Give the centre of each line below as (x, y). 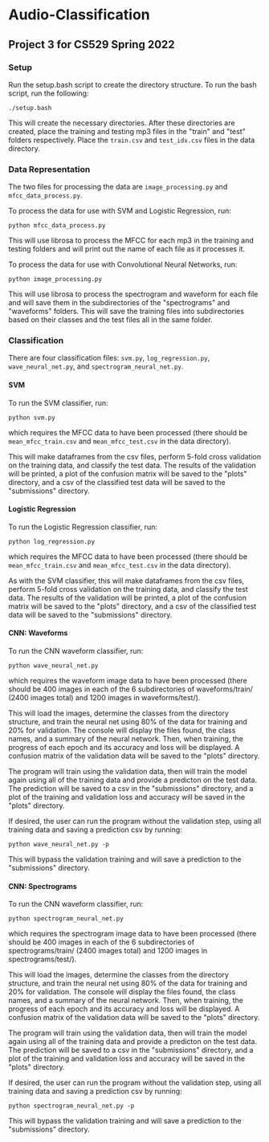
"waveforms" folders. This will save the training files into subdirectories (126, 312)
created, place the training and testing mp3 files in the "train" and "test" (127, 131)
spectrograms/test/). (43, 959)
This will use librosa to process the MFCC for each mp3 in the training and (131, 241)
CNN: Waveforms (38, 633)
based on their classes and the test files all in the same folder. (110, 320)
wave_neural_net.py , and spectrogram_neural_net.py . (96, 366)
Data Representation (49, 169)
